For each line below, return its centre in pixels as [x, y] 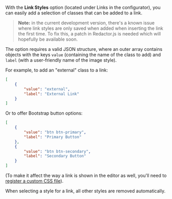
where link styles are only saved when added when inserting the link [90, 28]
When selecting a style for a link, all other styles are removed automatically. [85, 191]
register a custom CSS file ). [35, 181]
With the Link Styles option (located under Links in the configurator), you [83, 7]
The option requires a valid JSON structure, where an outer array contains [84, 49]
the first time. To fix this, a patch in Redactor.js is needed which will [89, 34]
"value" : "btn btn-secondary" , [57, 151]
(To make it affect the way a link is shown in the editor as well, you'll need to [86, 175]
